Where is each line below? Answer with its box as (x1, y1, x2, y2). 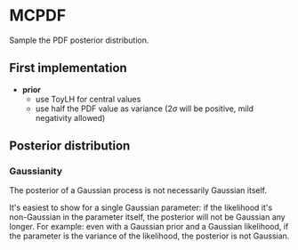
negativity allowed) (35, 112, 106, 123)
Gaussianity (9, 165, 63, 178)
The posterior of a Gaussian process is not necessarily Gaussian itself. (9, 185, 268, 196)
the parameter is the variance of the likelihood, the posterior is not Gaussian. (9, 230, 290, 241)
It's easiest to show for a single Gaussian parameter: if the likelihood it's (9, 202, 273, 214)
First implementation (9, 60, 127, 76)
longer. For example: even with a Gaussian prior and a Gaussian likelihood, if (9, 222, 289, 232)
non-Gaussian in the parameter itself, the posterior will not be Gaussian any (9, 212, 286, 222)
